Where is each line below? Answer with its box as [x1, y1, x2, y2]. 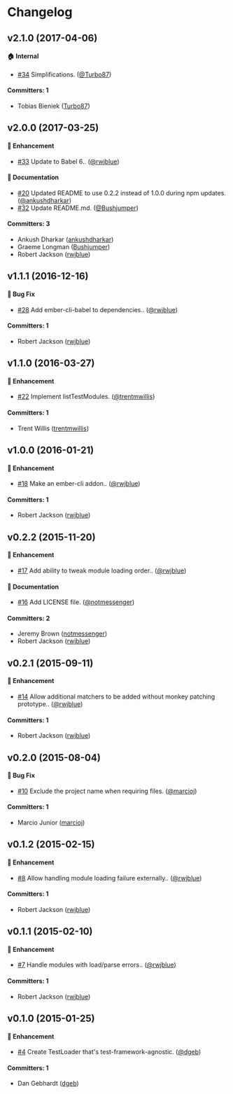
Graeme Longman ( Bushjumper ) [17, 242, 111, 251]
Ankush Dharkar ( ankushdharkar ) [17, 235, 114, 244]
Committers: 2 [7, 614, 50, 622]
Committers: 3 [7, 220, 50, 228]
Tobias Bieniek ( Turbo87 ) [17, 101, 90, 110]
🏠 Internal [7, 52, 39, 60]
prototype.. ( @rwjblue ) [17, 699, 83, 708]
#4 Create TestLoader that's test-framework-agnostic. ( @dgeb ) [17, 1048, 202, 1056]
